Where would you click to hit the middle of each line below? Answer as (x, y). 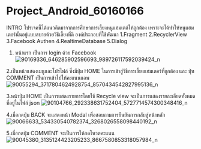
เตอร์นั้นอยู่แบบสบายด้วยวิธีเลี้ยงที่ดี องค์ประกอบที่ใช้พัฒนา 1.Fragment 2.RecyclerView (97, 34)
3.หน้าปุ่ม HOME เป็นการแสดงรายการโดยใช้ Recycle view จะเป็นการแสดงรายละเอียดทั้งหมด (101, 96)
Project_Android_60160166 (75, 11)
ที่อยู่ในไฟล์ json (23, 102)
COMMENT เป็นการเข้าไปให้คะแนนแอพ (48, 77)
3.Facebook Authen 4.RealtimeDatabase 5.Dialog (67, 41)
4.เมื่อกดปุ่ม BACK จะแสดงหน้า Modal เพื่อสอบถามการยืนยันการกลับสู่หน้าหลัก (86, 114)
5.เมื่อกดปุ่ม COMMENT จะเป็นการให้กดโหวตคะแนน (61, 133)
